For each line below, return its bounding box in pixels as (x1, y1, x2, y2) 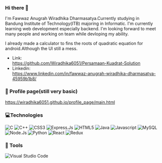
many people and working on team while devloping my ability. (5, 31, 129, 37)
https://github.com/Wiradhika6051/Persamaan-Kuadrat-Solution (12, 61, 141, 66)
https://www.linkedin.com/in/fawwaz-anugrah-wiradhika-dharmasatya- (12, 71, 156, 77)
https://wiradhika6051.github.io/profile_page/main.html (5, 99, 115, 105)
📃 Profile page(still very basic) (5, 88, 78, 95)
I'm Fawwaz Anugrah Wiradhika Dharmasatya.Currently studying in (5, 16, 140, 21)
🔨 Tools (5, 142, 23, 148)
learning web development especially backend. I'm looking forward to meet (5, 26, 156, 32)
